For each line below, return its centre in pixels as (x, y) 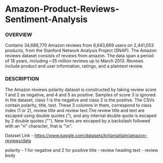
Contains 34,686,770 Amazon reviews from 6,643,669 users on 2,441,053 (80, 46)
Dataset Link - (19, 135)
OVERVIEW (19, 35)
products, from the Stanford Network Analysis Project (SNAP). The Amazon (81, 50)
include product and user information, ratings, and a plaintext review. (74, 66)
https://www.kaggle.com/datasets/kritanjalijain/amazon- (91, 135)
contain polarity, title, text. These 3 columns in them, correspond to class (79, 105)
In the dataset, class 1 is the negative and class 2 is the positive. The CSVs (80, 100)
